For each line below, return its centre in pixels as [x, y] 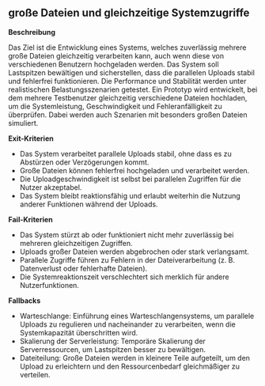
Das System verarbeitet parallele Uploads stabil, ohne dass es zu [125, 153]
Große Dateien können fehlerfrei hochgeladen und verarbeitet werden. [134, 170]
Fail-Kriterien [30, 219]
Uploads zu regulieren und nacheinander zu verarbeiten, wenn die [127, 324]
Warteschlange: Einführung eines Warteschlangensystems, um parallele [137, 316]
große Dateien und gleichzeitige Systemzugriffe [129, 13]
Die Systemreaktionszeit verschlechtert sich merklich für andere [124, 277]
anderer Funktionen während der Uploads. [89, 204]
